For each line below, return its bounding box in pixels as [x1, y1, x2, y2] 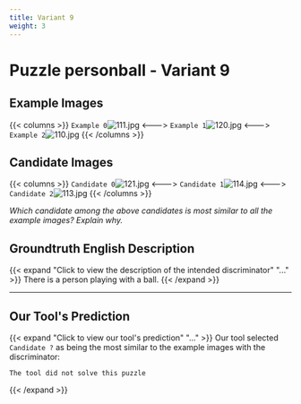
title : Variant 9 [9, 13, 74, 22]
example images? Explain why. [9, 215, 124, 226]
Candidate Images [9, 154, 114, 170]
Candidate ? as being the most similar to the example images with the [9, 341, 266, 352]
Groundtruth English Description [9, 241, 195, 256]
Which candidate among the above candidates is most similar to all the [9, 205, 273, 216]
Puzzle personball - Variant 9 [9, 60, 230, 81]
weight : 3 [9, 21, 47, 30]
